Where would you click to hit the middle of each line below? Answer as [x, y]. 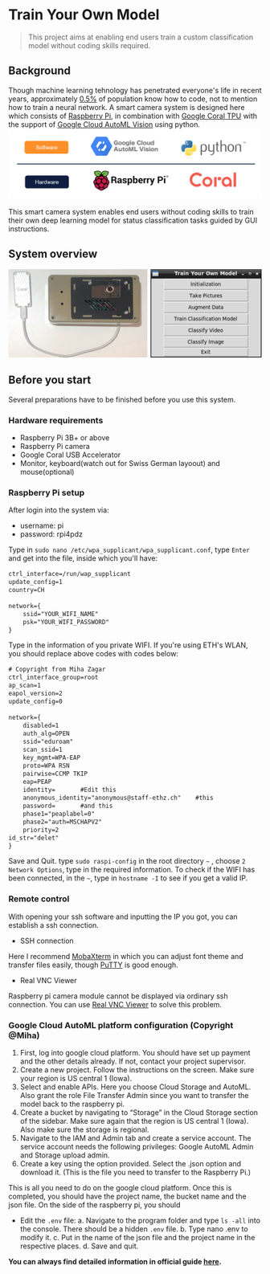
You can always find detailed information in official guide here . [115, 1262]
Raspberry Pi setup [47, 493]
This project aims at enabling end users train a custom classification [141, 37]
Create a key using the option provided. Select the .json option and [131, 1164]
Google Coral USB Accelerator [70, 455]
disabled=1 [41, 726]
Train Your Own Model [84, 15]
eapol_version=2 [35, 694]
